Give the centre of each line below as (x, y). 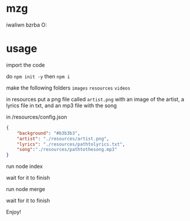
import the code (26, 65)
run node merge (26, 189)
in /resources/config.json (37, 117)
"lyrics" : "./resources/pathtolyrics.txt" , (71, 144)
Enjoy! (14, 212)
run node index (24, 166)
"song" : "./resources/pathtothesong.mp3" (67, 150)
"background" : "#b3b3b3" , (49, 133)
